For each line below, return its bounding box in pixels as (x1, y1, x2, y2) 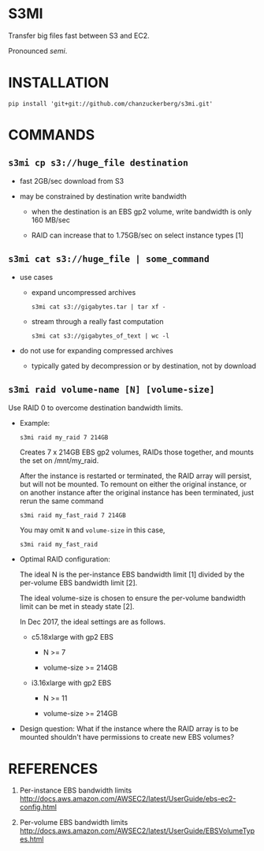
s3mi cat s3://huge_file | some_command (8, 253, 210, 265)
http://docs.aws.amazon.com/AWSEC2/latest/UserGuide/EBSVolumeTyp (19, 826, 255, 836)
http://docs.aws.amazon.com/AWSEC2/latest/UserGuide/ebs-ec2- (19, 794, 236, 804)
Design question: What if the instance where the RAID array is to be (19, 723, 239, 733)
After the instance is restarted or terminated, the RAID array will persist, (19, 471, 252, 480)
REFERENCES (8, 760, 99, 778)
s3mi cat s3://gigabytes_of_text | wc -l (31, 332, 169, 340)
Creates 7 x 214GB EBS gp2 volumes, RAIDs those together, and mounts (19, 447, 255, 457)
